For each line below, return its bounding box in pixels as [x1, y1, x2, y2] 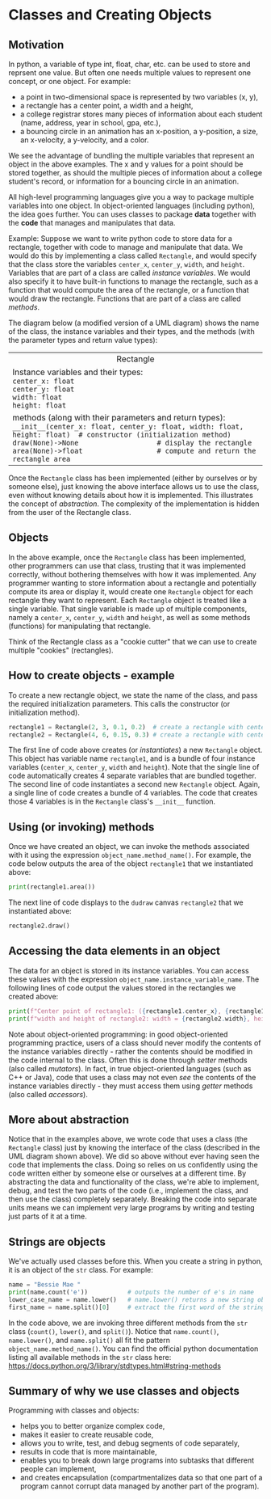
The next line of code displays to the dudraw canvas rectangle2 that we [8, 897, 244, 907]
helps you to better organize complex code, [19, 1421, 165, 1431]
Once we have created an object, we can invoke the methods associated [8, 842, 250, 851]
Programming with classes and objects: [8, 1405, 140, 1416]
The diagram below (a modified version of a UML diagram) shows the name [8, 318, 260, 327]
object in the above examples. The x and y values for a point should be [8, 159, 244, 169]
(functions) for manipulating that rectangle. [8, 621, 152, 631]
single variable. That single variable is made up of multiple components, [8, 604, 248, 614]
